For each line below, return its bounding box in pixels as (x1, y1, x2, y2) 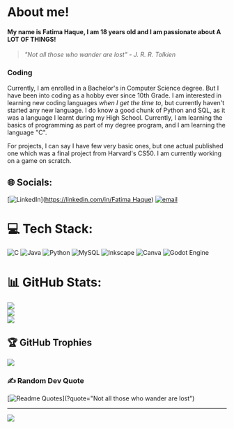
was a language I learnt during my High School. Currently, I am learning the (7, 113, 223, 122)
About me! (7, 4, 70, 20)
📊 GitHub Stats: (7, 274, 102, 290)
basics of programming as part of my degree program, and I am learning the (7, 120, 226, 129)
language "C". (7, 128, 47, 136)
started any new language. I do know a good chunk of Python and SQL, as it (7, 106, 226, 114)
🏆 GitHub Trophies (7, 336, 93, 348)
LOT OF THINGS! (7, 35, 56, 43)
